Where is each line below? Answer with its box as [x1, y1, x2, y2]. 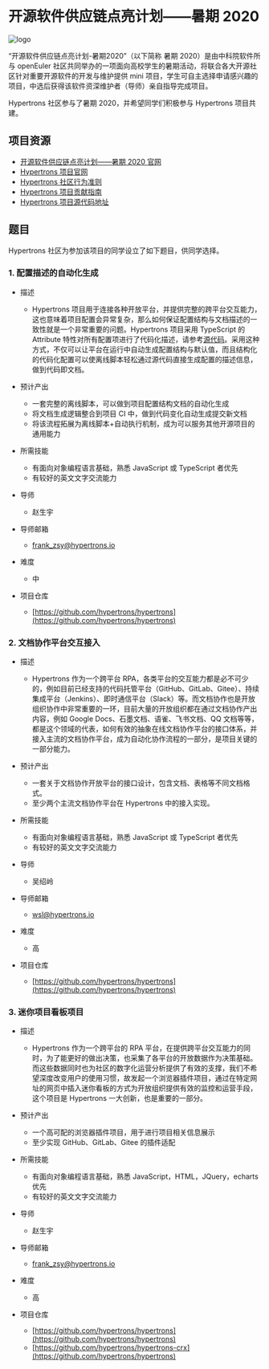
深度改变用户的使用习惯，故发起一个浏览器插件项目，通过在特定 [39, 1074, 251, 1083]
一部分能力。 [31, 744, 75, 754]
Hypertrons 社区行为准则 [19, 177, 102, 186]
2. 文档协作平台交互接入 [8, 637, 100, 648]
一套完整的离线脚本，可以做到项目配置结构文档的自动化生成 [31, 398, 230, 408]
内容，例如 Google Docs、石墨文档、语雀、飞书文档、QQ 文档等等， [31, 714, 259, 723]
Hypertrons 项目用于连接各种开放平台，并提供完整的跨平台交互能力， [31, 304, 262, 314]
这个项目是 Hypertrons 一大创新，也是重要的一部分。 [31, 1094, 207, 1103]
